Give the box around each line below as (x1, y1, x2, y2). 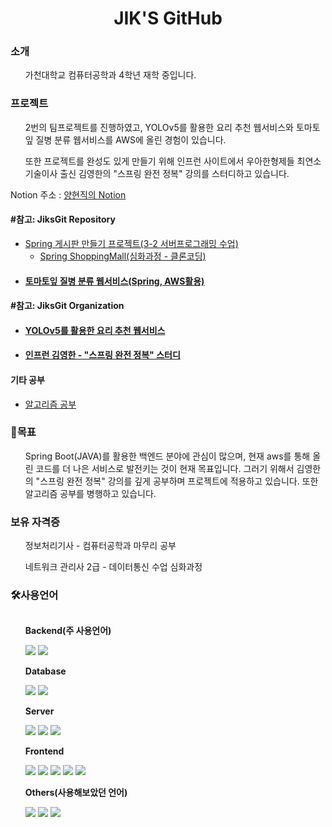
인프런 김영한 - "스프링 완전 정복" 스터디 (24, 349, 181, 361)
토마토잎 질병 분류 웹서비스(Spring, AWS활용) (24, 275, 205, 287)
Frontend (24, 745, 65, 757)
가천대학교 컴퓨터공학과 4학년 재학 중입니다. (24, 69, 197, 81)
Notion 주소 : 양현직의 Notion (10, 188, 127, 201)
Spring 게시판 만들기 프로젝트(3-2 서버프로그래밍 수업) (24, 237, 239, 249)
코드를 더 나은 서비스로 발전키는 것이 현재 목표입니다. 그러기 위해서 (35, 462, 295, 474)
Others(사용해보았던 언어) (24, 787, 128, 799)
